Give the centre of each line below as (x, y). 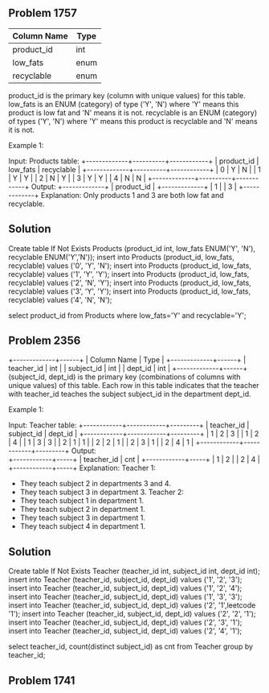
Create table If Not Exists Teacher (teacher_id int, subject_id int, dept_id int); (134, 571)
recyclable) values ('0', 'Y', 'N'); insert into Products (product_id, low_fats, (130, 266)
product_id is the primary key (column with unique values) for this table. (127, 95)
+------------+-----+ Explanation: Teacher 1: (82, 468)
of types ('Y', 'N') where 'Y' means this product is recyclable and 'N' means (133, 121)
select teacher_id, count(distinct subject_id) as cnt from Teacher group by (131, 646)
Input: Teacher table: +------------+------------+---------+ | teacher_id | (129, 425)
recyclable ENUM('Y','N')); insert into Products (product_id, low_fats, (121, 257)
